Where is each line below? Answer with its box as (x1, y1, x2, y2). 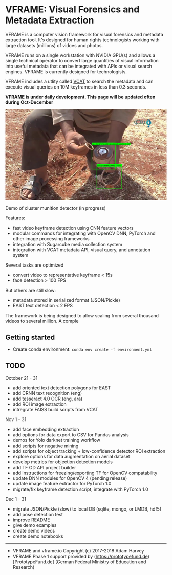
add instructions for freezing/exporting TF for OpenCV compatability (12, 470, 158, 476)
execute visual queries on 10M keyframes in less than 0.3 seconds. (5, 83, 147, 90)
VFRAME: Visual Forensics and (5, 4, 140, 15)
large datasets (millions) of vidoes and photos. (5, 42, 103, 48)
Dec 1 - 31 (5, 496, 27, 502)
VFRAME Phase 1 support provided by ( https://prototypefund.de (12, 554, 148, 560)
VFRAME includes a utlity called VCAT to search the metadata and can (5, 78, 154, 84)
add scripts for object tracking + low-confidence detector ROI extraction (12, 448, 166, 454)
